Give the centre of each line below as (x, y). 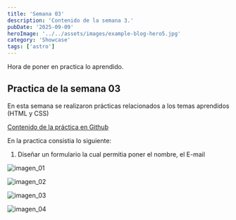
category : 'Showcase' (39, 40)
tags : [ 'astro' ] (31, 47)
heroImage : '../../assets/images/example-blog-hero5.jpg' (94, 33)
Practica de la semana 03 (64, 89)
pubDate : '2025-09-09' (41, 27)
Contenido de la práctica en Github (58, 127)
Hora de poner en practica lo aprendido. (66, 67)
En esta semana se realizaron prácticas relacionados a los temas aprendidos (118, 106)
